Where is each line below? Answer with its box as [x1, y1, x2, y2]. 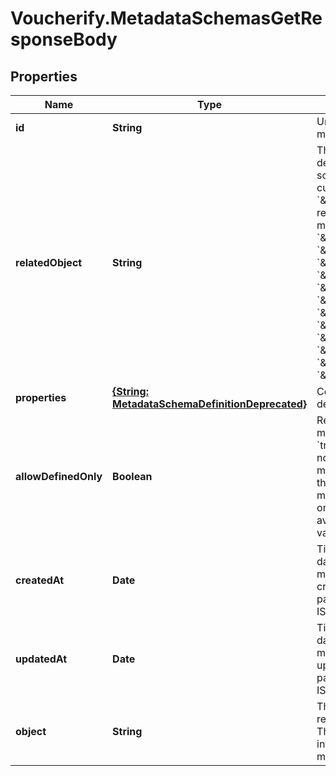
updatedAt [15, 652, 68, 666]
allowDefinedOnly [15, 470, 103, 483]
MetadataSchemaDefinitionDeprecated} [112, 397, 308, 411]
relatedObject [15, 256, 83, 269]
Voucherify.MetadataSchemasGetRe [10, 7, 323, 30]
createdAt [15, 573, 65, 587]
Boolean [112, 470, 153, 483]
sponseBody [10, 28, 118, 51]
